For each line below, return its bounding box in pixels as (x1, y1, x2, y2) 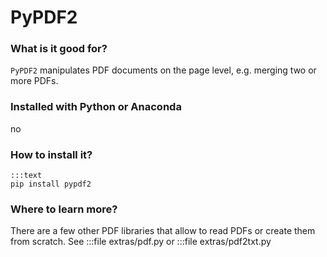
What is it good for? (10, 42, 108, 56)
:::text (10, 171, 43, 181)
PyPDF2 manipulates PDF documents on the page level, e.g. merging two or (10, 64, 317, 76)
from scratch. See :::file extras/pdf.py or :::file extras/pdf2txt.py (10, 236, 272, 248)
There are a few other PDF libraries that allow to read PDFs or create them (10, 225, 316, 237)
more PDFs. (10, 75, 59, 87)
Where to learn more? (10, 202, 118, 216)
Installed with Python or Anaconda (10, 100, 182, 114)
